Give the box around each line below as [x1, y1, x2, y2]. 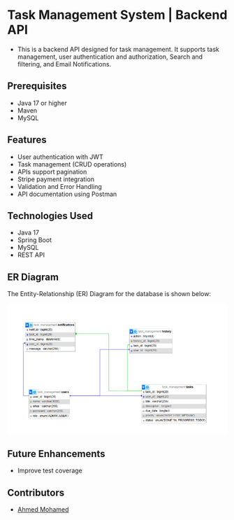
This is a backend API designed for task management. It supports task [17, 45, 220, 53]
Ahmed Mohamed [17, 505, 69, 514]
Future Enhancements [7, 448, 106, 460]
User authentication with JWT [17, 153, 103, 161]
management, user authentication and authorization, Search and [17, 52, 203, 61]
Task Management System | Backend [7, 7, 228, 23]
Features [7, 134, 47, 146]
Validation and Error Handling [17, 182, 103, 190]
